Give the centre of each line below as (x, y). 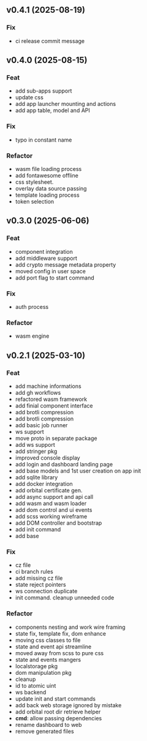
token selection (35, 201)
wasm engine (32, 336)
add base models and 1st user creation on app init (78, 471)
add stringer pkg (36, 451)
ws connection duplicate (46, 591)
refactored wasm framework (51, 399)
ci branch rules (34, 572)
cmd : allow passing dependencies (58, 718)
